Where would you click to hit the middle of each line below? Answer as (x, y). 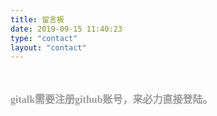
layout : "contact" (48, 47)
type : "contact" (44, 38)
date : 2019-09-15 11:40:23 (66, 29)
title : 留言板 (37, 19)
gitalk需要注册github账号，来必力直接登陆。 (111, 100)
